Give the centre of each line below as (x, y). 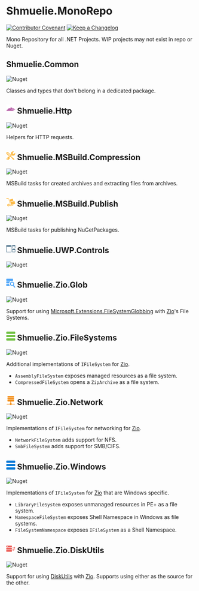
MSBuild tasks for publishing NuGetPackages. (63, 230)
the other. (18, 583)
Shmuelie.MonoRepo (59, 11)
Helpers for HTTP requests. (40, 137)
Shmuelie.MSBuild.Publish (68, 204)
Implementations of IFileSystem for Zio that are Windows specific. (88, 493)
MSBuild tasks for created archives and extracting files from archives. (92, 184)
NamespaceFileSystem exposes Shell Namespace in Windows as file (97, 517)
